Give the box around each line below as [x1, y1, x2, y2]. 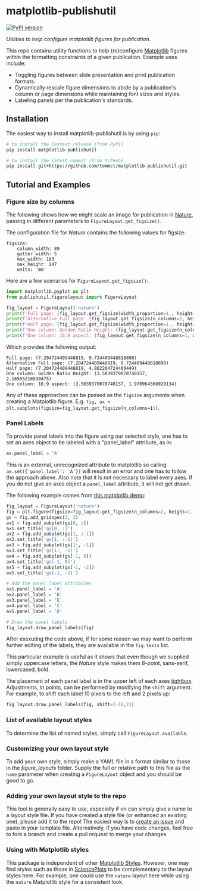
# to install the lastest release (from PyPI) [6, 141, 124, 147]
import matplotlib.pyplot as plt [6, 288, 89, 295]
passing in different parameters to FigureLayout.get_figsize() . [6, 217, 162, 224]
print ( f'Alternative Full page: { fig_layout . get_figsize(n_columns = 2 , [6, 316, 185, 322]
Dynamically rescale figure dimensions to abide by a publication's [14, 83, 176, 91]
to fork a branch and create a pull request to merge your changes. [6, 831, 168, 838]
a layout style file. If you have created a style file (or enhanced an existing [6, 812, 187, 819]
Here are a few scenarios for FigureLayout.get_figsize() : [6, 277, 149, 284]
